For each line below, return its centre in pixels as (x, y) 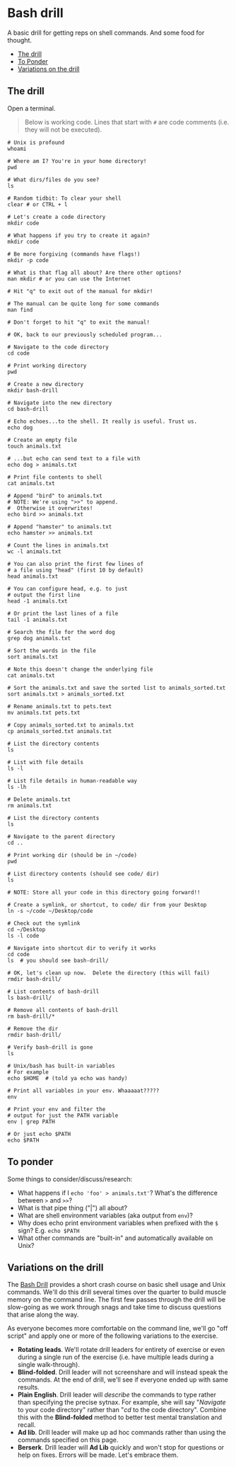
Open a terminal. (31, 108)
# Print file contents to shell (55, 477)
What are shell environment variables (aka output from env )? (105, 1215)
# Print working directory (47, 365)
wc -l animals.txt (34, 551)
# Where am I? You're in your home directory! (77, 161)
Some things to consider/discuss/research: (70, 1179)
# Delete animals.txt (39, 799)
